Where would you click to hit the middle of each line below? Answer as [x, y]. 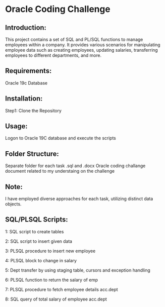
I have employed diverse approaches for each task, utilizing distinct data [79, 199]
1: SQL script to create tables [35, 231]
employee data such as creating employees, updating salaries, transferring [82, 50]
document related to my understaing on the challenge [60, 171]
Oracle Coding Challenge [58, 9]
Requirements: [28, 71]
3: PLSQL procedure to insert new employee [50, 251]
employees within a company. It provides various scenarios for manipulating [83, 45]
